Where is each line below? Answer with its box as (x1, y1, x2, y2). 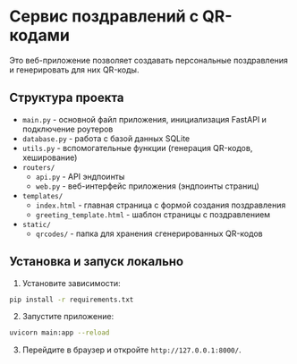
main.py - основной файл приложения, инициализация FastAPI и (21, 114, 267, 124)
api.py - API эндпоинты (35, 171, 125, 182)
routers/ (21, 163, 55, 172)
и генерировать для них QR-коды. (9, 64, 140, 75)
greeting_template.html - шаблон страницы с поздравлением (35, 208, 271, 220)
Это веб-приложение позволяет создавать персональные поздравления (9, 55, 289, 65)
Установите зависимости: (21, 277, 121, 288)
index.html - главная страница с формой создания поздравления (35, 199, 286, 210)
